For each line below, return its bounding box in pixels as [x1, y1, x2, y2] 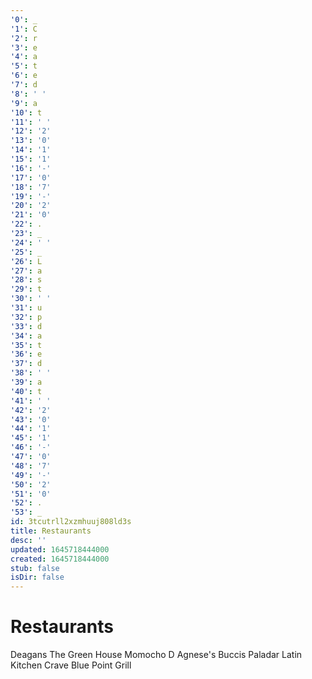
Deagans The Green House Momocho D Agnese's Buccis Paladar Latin [10, 649, 303, 661]
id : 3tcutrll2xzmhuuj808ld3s [10, 517, 132, 527]
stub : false [10, 563, 60, 573]
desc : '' [10, 535, 47, 545]
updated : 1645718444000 [10, 544, 110, 555]
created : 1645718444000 [10, 554, 110, 564]
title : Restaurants [10, 526, 92, 536]
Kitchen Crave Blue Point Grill [10, 659, 132, 671]
